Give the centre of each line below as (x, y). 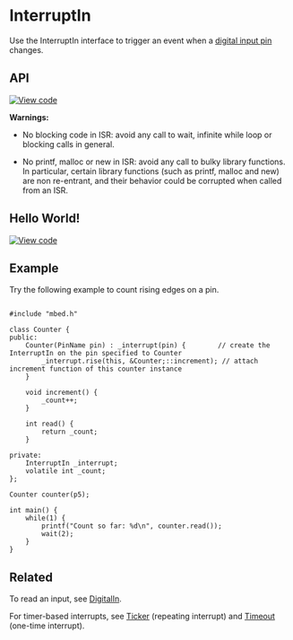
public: (24, 338)
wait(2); (58, 534)
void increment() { (62, 393)
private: (26, 456)
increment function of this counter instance (95, 369)
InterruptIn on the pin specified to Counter (95, 354)
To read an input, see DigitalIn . (66, 599)
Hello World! (45, 219)
